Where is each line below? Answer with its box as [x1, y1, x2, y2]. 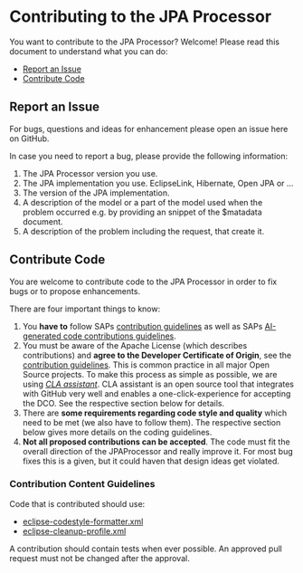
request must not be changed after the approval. [9, 552, 190, 563]
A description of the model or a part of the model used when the [22, 196, 263, 207]
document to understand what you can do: [9, 45, 168, 56]
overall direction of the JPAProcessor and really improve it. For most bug [22, 445, 294, 456]
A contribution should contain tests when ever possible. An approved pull [9, 543, 282, 554]
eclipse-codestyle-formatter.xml [22, 516, 144, 527]
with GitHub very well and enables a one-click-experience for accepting [22, 387, 291, 399]
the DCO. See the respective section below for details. [22, 397, 224, 408]
